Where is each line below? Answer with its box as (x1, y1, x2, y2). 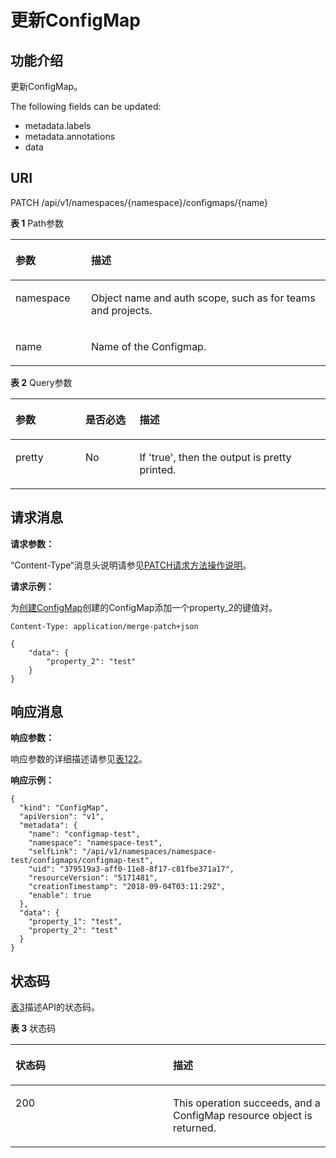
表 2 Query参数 (10, 376, 73, 388)
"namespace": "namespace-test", (28, 838, 163, 848)
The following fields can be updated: (10, 101, 162, 112)
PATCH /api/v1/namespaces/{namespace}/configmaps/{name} (10, 196, 268, 208)
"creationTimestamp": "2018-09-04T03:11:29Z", (28, 882, 226, 892)
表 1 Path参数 (10, 217, 64, 229)
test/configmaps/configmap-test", (10, 856, 155, 866)
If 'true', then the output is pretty (139, 450, 292, 464)
